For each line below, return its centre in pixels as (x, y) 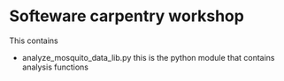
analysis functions (55, 67)
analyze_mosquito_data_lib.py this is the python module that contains (149, 57)
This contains (34, 40)
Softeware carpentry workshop (127, 16)
